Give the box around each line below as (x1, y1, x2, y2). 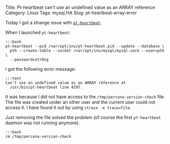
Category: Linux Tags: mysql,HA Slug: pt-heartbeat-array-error (5, 10, 137, 16)
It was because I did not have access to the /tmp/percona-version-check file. (5, 94, 165, 100)
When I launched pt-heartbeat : (5, 30, 71, 35)
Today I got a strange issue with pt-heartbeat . (5, 20, 102, 25)
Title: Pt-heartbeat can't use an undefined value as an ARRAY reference (5, 5, 155, 10)
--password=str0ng (10, 57, 49, 62)
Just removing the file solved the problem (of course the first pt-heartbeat (5, 114, 161, 120)
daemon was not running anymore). (5, 120, 80, 126)
